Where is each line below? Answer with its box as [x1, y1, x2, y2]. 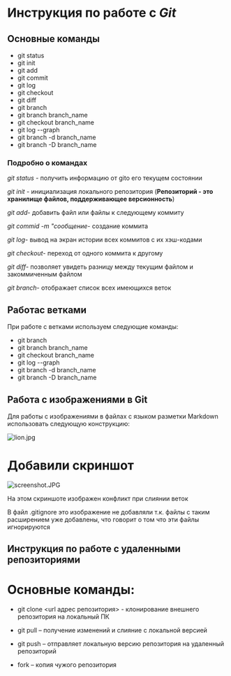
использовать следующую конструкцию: [7, 419, 131, 428]
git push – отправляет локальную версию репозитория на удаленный [17, 640, 225, 648]
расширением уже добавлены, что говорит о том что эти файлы [7, 515, 200, 523]
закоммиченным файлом [7, 270, 82, 279]
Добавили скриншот [7, 458, 135, 474]
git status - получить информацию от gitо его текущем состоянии [7, 174, 202, 183]
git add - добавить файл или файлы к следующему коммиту [7, 209, 184, 217]
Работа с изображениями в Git [7, 393, 148, 405]
